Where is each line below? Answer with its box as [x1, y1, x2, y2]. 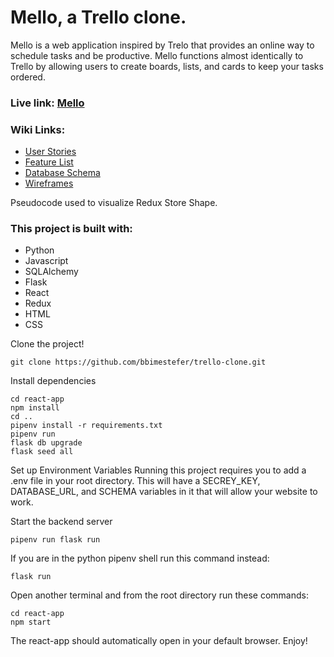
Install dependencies [10, 375, 97, 387]
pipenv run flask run [10, 535, 101, 545]
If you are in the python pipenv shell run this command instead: [10, 552, 270, 565]
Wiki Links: [10, 122, 66, 136]
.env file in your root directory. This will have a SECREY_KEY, [10, 475, 261, 487]
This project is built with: [10, 222, 133, 236]
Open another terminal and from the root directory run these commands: [10, 589, 309, 601]
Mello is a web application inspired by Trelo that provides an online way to [10, 39, 315, 51]
